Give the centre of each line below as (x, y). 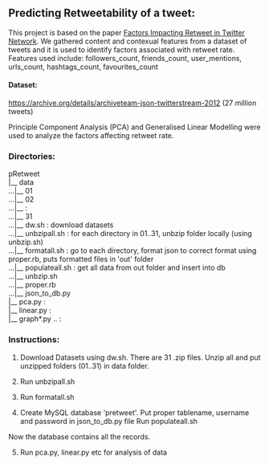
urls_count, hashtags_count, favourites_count (84, 67)
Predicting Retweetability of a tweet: (102, 13)
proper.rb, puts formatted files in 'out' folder (81, 259)
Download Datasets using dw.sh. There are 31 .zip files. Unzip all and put (140, 357)
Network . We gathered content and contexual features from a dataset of (128, 41)
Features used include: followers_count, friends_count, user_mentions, (125, 58)
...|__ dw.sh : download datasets (61, 225)
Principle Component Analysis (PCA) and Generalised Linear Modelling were (134, 127)
